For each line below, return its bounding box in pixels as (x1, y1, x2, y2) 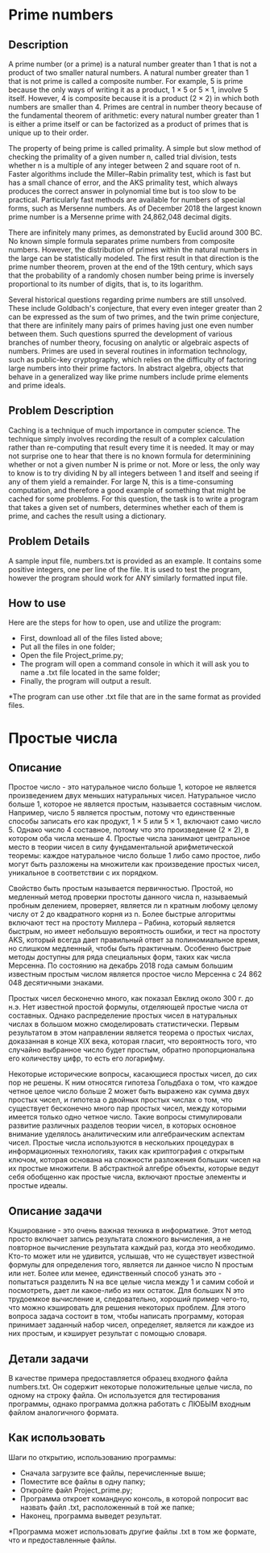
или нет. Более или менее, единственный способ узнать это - (8, 1269, 222, 1279)
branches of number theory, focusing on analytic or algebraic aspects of (8, 337, 250, 347)
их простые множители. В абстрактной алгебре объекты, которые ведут (8, 1164, 260, 1174)
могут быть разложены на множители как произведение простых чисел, (8, 860, 260, 869)
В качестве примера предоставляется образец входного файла (8, 1374, 228, 1383)
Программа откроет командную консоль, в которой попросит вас (19, 1493, 249, 1503)
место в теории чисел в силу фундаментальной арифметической (8, 842, 234, 852)
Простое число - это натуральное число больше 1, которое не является (8, 782, 256, 792)
